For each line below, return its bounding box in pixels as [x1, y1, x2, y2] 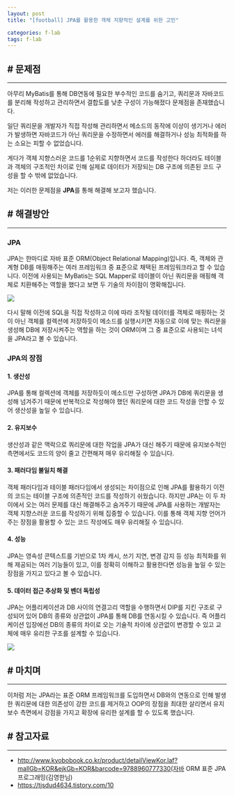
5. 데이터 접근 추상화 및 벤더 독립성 [7, 586, 100, 595]
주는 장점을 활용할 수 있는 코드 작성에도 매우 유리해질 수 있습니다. [7, 518, 184, 526]
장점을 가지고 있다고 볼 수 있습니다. [7, 568, 102, 578]
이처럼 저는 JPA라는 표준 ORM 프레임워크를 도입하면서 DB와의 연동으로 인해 [7, 690, 214, 699]
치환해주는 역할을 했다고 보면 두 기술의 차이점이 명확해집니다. [19, 280, 186, 289]
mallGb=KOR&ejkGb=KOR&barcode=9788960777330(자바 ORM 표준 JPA [17, 764, 226, 772]
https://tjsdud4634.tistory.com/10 [17, 781, 114, 789]
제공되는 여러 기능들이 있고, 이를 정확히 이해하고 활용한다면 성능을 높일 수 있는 [14, 560, 226, 568]
